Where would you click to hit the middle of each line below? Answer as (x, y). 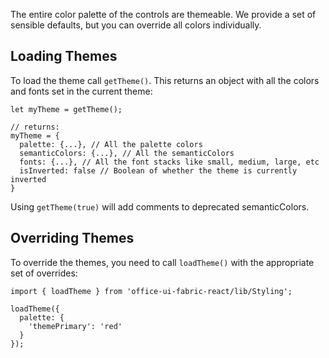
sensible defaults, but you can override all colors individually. (136, 25)
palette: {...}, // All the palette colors (111, 144)
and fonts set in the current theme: (81, 91)
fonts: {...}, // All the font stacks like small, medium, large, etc (169, 162)
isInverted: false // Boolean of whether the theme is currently (158, 170)
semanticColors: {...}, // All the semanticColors (127, 153)
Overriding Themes (72, 238)
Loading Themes (64, 56)
